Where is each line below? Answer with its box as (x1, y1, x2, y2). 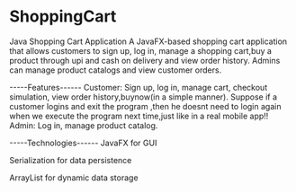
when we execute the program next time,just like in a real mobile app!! (9, 110, 269, 121)
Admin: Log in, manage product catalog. (9, 119, 158, 131)
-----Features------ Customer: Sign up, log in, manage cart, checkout (9, 82, 268, 92)
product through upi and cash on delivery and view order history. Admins (9, 55, 281, 65)
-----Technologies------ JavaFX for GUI (9, 137, 157, 148)
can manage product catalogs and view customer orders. (9, 65, 222, 75)
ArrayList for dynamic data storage (9, 172, 139, 183)
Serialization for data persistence (9, 154, 132, 165)
